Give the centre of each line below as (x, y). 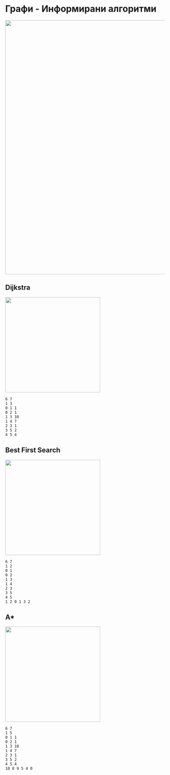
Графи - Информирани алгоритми (81, 9)
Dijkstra (18, 288)
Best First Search (33, 450)
